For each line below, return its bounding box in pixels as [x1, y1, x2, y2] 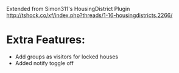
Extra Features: [6, 33, 85, 47]
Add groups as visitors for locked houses [15, 53, 119, 60]
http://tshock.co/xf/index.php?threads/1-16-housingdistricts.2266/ [6, 12, 173, 19]
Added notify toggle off [15, 59, 74, 66]
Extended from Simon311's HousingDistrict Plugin [6, 5, 130, 12]
